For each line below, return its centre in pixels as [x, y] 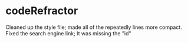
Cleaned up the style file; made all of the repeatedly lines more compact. [94, 27]
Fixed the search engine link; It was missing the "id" [68, 33]
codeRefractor [42, 11]
